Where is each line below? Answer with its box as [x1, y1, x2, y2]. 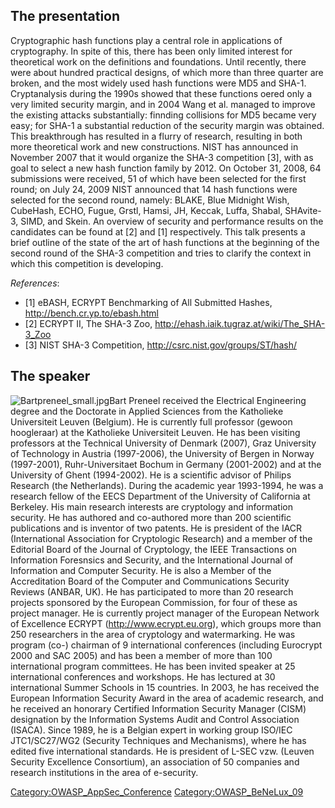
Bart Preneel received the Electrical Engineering [109, 394, 307, 406]
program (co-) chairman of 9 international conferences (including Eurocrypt [10, 639, 323, 651]
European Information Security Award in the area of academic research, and [10, 692, 324, 704]
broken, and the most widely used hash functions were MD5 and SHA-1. [10, 77, 307, 89]
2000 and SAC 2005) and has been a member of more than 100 [10, 649, 273, 661]
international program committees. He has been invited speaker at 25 [10, 660, 296, 672]
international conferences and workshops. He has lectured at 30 [10, 670, 276, 683]
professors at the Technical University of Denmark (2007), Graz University [10, 437, 317, 449]
